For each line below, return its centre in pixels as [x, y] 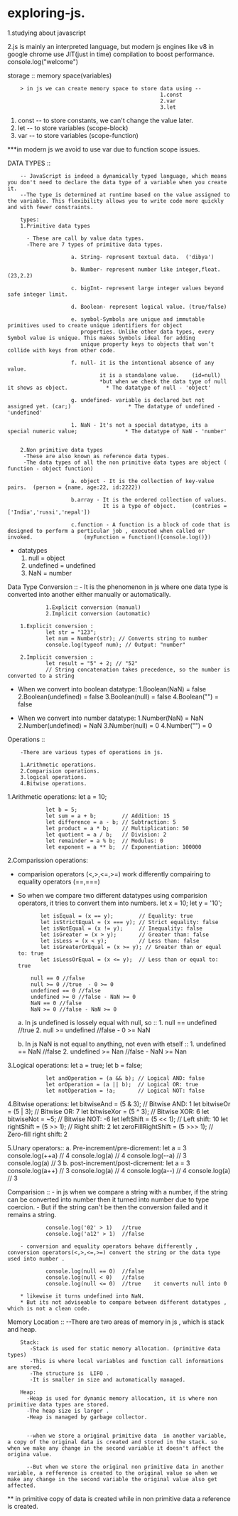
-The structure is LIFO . [70, 1373]
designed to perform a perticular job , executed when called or [106, 531]
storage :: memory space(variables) [60, 75]
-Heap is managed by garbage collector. [87, 1417]
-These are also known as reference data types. [97, 456]
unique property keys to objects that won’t [147, 344]
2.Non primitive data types [61, 450]
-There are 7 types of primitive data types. [94, 244]
